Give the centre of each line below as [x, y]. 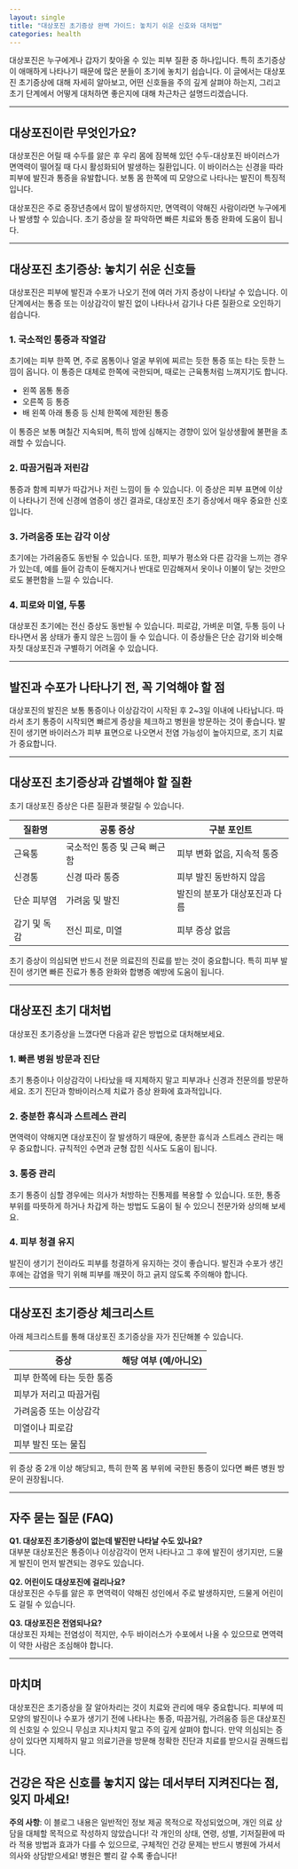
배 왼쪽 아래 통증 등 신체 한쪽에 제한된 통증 [95, 413]
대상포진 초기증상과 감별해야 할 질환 [101, 783]
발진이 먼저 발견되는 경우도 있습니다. [81, 1563]
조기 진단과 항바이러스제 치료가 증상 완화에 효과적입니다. [125, 1091]
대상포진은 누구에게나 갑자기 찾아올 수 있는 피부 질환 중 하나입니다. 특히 [132, 60]
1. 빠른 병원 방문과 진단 [55, 1059]
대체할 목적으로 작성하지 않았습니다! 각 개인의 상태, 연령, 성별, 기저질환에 [151, 1833]
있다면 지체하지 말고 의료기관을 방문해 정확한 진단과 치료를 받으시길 [141, 1741]
